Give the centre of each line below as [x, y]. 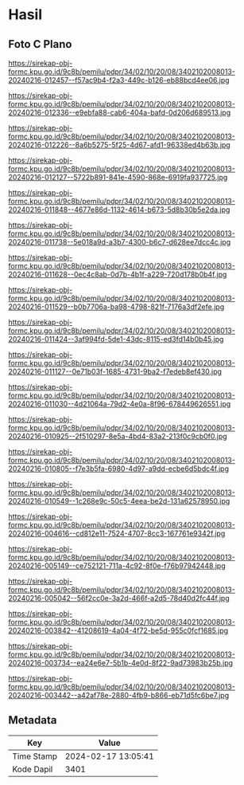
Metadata [33, 720]
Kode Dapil [33, 769]
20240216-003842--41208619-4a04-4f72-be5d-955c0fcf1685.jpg [118, 630]
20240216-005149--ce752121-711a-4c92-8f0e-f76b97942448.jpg [117, 566]
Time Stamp [35, 756]
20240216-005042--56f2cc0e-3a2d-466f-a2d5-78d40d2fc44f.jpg [119, 598]
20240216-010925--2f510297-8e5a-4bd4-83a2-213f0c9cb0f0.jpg [118, 436]
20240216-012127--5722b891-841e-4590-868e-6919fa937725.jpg [118, 177]
